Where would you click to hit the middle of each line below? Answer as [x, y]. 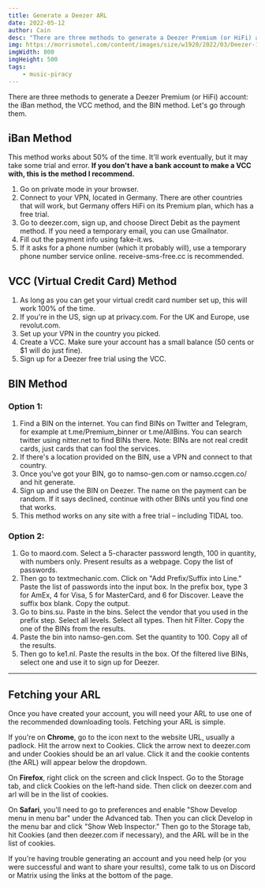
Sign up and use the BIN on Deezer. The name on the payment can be [133, 490]
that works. [38, 507]
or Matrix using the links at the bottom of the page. [91, 875]
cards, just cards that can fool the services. [90, 448]
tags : [17, 67]
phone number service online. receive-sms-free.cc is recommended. [132, 257]
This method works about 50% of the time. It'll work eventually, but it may [128, 157]
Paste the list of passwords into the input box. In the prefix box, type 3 [134, 587]
